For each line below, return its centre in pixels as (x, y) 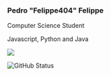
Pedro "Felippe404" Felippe (55, 10)
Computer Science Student (46, 26)
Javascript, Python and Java (48, 39)
